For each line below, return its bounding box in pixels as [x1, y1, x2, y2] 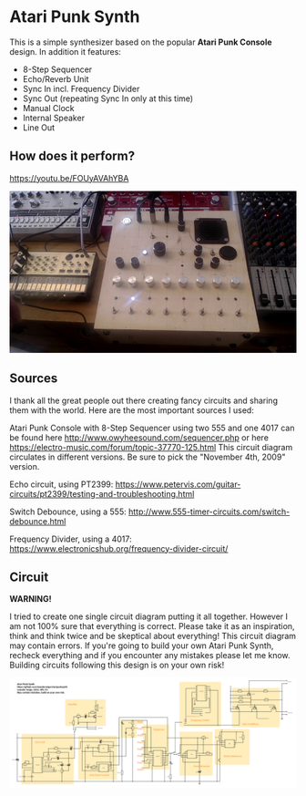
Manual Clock [22, 102, 75, 113]
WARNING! [9, 594, 52, 605]
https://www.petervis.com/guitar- [115, 479, 241, 490]
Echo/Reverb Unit [22, 73, 89, 84]
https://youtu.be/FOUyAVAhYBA [9, 172, 129, 183]
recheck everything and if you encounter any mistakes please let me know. [9, 650, 291, 661]
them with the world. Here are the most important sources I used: [9, 404, 255, 416]
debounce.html [9, 515, 66, 526]
